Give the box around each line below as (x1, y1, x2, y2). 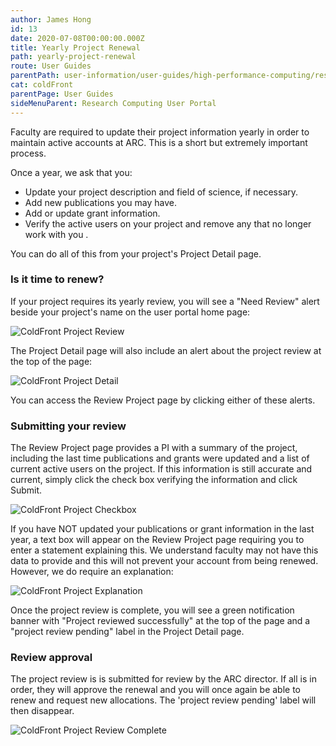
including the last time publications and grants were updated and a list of (10, 452, 310, 465)
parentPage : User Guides (10, 89, 114, 99)
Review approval (10, 651, 93, 665)
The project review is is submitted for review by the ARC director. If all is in (10, 673, 317, 685)
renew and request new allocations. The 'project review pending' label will (10, 694, 317, 706)
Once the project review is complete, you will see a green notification (10, 604, 295, 616)
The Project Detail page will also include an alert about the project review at (10, 344, 322, 356)
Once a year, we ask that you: (10, 166, 133, 178)
